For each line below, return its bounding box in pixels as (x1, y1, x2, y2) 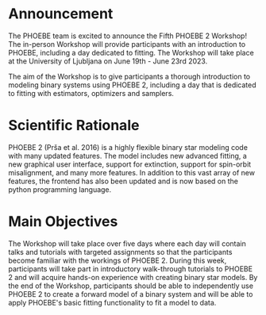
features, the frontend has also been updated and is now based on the (8, 176, 238, 186)
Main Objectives (8, 213, 118, 231)
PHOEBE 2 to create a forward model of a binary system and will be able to (8, 289, 253, 298)
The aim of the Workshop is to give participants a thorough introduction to (8, 71, 251, 81)
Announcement (8, 5, 114, 23)
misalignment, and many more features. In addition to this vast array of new (8, 167, 256, 177)
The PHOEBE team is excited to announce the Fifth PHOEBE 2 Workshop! (8, 31, 248, 40)
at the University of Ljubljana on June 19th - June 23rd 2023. (8, 56, 208, 66)
